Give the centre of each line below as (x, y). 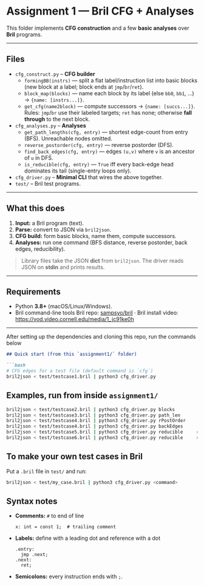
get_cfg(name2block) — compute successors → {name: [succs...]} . (110, 106)
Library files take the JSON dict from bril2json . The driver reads (102, 261)
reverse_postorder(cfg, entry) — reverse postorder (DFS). (99, 145)
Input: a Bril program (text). (49, 223)
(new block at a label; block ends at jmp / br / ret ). (84, 87)
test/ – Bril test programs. (48, 183)
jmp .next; (35, 555)
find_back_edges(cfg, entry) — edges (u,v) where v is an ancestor (110, 151)
